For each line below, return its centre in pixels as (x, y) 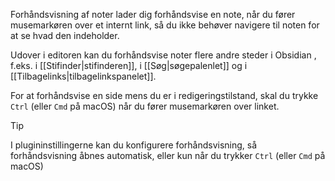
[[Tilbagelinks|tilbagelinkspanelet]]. (83, 76)
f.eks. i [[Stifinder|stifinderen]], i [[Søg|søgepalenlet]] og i (129, 65)
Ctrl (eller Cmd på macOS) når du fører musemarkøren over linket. (145, 106)
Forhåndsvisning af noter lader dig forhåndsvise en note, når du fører (153, 14)
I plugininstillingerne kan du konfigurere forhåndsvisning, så (134, 145)
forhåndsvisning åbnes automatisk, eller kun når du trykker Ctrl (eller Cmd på (168, 155)
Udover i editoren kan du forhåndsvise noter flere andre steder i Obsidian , (163, 55)
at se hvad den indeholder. (65, 35)
